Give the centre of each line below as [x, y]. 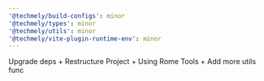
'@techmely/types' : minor [52, 23]
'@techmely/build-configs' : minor [67, 16]
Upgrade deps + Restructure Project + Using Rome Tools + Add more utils [132, 62]
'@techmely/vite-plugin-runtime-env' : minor [85, 38]
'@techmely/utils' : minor [52, 31]
